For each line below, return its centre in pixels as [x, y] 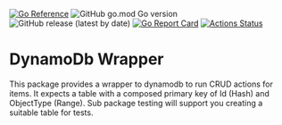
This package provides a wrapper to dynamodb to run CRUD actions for [141, 84]
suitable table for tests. [51, 112]
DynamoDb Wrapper [87, 59]
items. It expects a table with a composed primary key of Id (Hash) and [140, 93]
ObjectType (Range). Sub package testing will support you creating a [136, 103]
